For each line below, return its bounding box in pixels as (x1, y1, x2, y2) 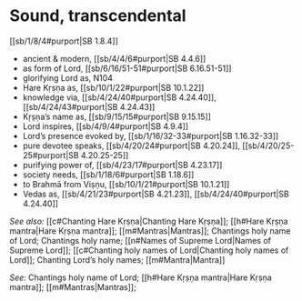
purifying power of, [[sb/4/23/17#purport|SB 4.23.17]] (22, 159, 223, 170)
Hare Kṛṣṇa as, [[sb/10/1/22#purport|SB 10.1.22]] (22, 82, 205, 93)
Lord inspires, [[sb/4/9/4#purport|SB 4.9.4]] (22, 120, 189, 132)
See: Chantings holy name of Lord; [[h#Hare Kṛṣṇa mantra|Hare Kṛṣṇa (9, 272, 273, 283)
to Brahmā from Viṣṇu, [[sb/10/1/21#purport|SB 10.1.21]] (22, 178, 230, 189)
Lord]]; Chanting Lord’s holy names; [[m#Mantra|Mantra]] (9, 254, 226, 265)
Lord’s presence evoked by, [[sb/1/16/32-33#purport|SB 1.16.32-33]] (22, 130, 279, 141)
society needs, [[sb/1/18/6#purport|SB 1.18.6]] (22, 169, 195, 180)
